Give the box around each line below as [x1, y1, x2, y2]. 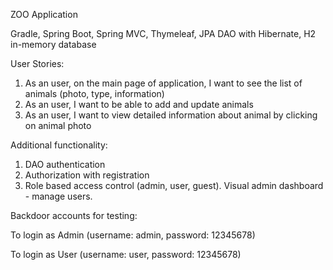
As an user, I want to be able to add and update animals [24, 99, 254, 110]
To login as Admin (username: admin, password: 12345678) [10, 229, 256, 241]
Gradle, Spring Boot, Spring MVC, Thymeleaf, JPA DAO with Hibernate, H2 [10, 28, 317, 39]
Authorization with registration [24, 169, 150, 181]
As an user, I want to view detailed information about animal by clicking [24, 109, 318, 121]
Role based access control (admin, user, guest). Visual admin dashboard [24, 180, 324, 191]
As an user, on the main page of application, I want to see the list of [24, 77, 303, 89]
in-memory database [10, 39, 97, 50]
